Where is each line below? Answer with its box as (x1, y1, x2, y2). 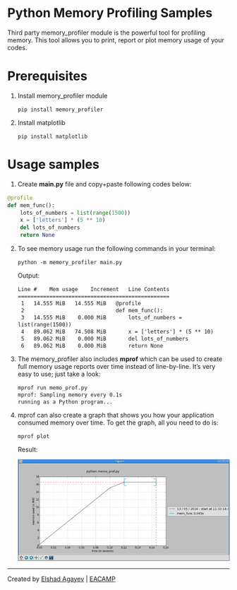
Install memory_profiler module (17, 91, 108, 100)
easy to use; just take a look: (17, 370, 101, 379)
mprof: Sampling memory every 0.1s (17, 391, 123, 399)
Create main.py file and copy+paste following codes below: (17, 179, 192, 188)
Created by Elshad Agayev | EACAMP (7, 574, 116, 583)
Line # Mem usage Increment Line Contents (17, 286, 170, 293)
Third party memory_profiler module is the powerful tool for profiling (7, 28, 206, 37)
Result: (17, 445, 38, 454)
